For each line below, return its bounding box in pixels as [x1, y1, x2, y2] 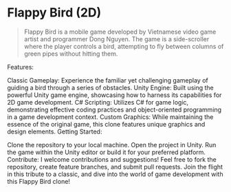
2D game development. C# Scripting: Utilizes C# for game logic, [7, 98, 189, 106]
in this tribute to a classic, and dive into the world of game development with [7, 170, 223, 178]
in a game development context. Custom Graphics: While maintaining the [7, 112, 214, 121]
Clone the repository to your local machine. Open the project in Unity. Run [7, 140, 217, 149]
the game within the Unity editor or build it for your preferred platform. [7, 148, 206, 156]
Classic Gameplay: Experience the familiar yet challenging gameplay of [7, 76, 208, 84]
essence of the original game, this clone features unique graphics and [7, 120, 206, 128]
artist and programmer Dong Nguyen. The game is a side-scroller [23, 34, 210, 43]
